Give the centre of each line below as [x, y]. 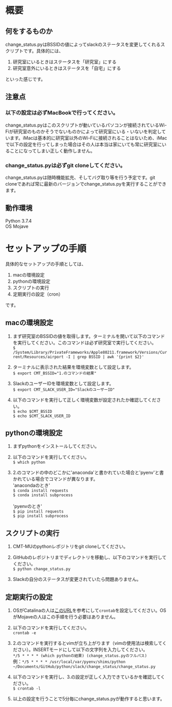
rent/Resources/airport [38, 357]
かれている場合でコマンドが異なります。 [55, 479]
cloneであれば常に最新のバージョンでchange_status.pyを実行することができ [86, 184]
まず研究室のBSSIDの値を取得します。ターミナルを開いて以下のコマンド [89, 336]
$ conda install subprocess [43, 495]
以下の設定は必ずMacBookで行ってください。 [62, 113]
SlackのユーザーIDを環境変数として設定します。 [63, 383]
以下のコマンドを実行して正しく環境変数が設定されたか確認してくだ [84, 400]
